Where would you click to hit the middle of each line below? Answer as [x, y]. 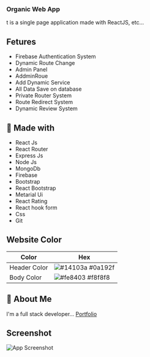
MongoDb [28, 168]
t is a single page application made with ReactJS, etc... [75, 23]
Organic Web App [33, 9]
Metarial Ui [29, 194]
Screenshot [29, 333]
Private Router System [43, 96]
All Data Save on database [48, 89]
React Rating [31, 201]
